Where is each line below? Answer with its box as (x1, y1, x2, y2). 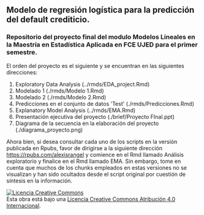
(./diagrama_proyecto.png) (15, 126, 83, 134)
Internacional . (6, 202, 41, 209)
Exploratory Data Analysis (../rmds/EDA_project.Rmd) (15, 80, 150, 88)
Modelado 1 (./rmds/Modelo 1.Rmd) (15, 87, 104, 94)
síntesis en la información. (6, 177, 72, 184)
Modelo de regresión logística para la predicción (6, 5, 195, 15)
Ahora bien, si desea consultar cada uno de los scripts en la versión (6, 138, 178, 145)
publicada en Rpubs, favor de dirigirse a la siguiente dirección (6, 144, 162, 152)
